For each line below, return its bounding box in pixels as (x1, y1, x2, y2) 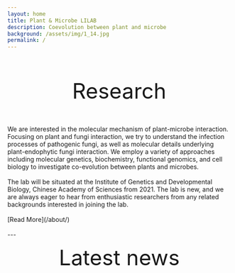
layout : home (7, 10, 46, 18)
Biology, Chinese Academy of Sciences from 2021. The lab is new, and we (7, 185, 224, 194)
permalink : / (7, 37, 46, 44)
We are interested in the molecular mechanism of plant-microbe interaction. (7, 125, 229, 133)
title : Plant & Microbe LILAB (7, 17, 97, 24)
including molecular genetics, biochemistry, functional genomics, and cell (7, 155, 223, 164)
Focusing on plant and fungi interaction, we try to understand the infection (7, 133, 225, 141)
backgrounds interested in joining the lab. (7, 200, 129, 209)
